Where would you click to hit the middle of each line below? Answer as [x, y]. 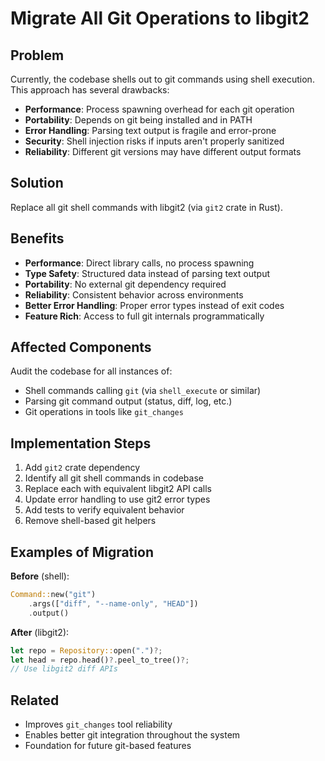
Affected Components [81, 347]
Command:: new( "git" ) [53, 595]
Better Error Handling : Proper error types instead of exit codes [154, 305]
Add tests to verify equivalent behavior [104, 510]
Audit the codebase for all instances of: [91, 371]
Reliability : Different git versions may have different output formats [163, 151]
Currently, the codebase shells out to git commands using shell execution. [162, 79]
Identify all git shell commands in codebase [114, 478]
